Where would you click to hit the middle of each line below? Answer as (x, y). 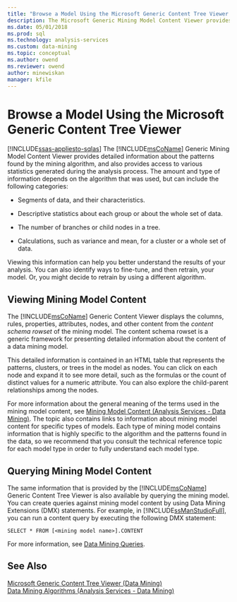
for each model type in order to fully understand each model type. (103, 449)
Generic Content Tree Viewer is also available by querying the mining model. (119, 495)
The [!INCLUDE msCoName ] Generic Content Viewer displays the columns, (116, 317)
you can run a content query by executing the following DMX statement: (112, 518)
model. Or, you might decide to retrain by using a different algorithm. (107, 277)
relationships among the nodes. (53, 390)
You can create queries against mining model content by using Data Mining (116, 502)
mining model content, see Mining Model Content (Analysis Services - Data (117, 411)
